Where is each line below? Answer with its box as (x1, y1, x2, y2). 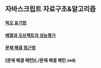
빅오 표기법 (5, 20, 26, 26)
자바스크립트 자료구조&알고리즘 (5, 5, 96, 14)
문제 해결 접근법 (5, 45, 36, 51)
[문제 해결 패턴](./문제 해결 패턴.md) (5, 57, 76, 63)
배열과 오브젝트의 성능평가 (5, 32, 56, 38)
